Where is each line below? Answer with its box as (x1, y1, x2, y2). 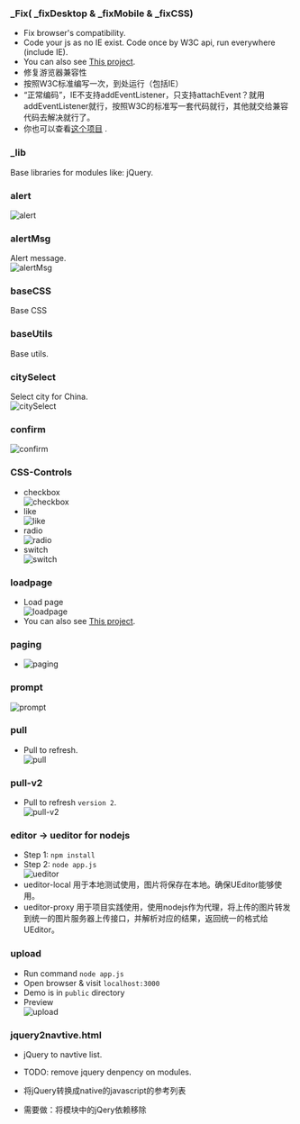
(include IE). (23, 47, 68, 58)
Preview (23, 996, 54, 1007)
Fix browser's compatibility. (23, 28, 126, 39)
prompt (10, 681, 43, 693)
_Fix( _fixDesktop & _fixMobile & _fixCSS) (10, 7, 194, 20)
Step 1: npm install (23, 849, 95, 860)
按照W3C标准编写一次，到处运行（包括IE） (23, 78, 184, 89)
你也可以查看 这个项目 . (23, 123, 107, 134)
